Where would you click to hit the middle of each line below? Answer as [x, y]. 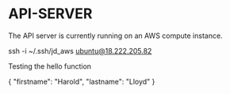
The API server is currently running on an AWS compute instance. [116, 36]
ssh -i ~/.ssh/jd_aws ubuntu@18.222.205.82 [80, 51]
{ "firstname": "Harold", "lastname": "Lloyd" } [82, 81]
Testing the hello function [50, 66]
